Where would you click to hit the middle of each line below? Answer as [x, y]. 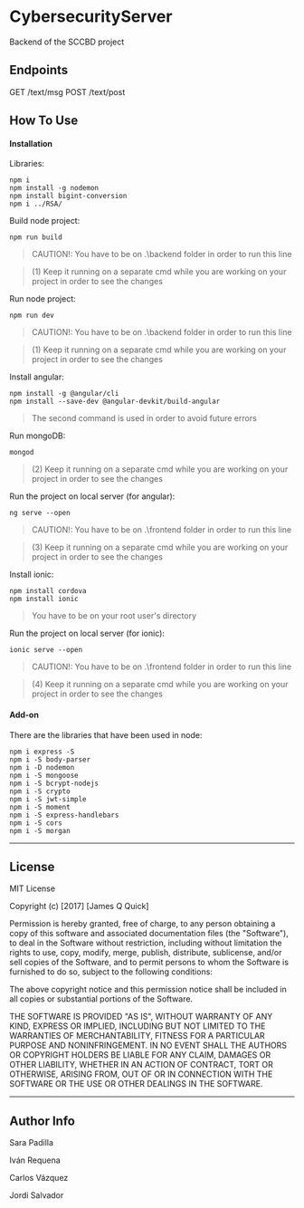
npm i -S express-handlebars [64, 815]
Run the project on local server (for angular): [92, 496]
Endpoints [39, 70]
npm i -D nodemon [42, 767]
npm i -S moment [40, 807]
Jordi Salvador [37, 1195]
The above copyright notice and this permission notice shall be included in [148, 990]
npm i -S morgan [40, 830]
